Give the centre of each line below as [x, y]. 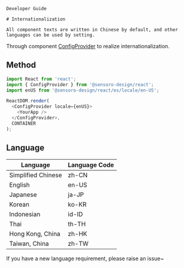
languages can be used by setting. [51, 35]
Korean [19, 204]
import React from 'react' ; [41, 79]
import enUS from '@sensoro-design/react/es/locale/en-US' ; [83, 90]
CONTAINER [24, 123]
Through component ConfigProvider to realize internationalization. [88, 46]
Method [21, 65]
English [19, 185]
